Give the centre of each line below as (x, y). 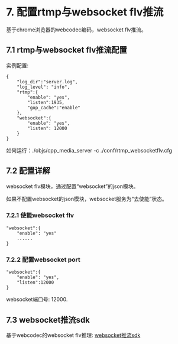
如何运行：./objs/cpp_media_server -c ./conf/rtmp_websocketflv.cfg (89, 150)
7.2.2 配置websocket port (43, 259)
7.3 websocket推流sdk (48, 320)
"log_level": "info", (43, 87)
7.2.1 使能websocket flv (40, 215)
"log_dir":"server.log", (47, 82)
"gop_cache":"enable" (54, 108)
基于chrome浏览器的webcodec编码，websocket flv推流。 (76, 30)
